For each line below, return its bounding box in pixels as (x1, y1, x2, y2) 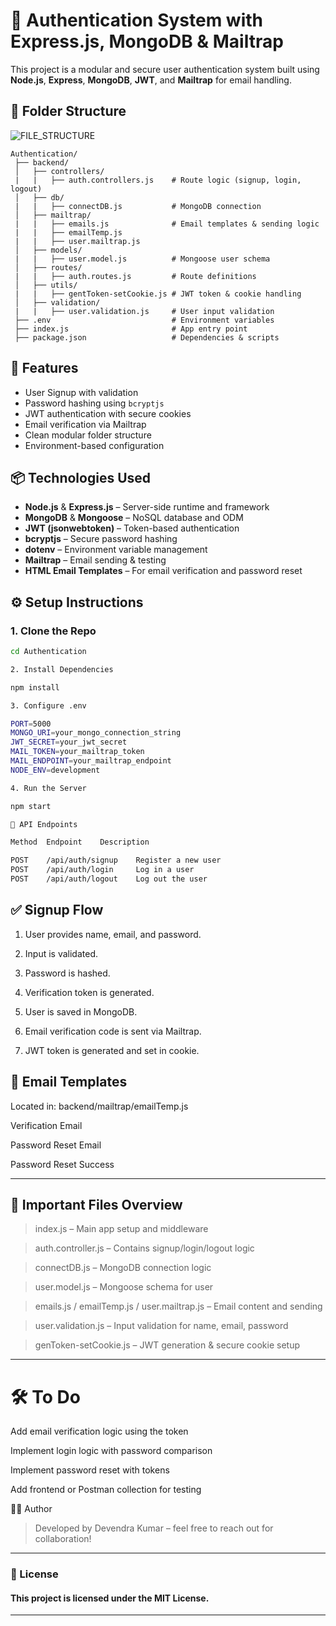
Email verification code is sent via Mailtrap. (24, 1025, 202, 1037)
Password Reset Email (10, 1139, 102, 1151)
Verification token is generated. (24, 986, 155, 998)
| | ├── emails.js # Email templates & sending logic (14, 219, 320, 229)
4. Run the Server (10, 783, 87, 793)
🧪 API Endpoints (10, 819, 78, 829)
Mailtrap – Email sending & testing (24, 554, 167, 566)
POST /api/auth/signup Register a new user (10, 855, 222, 866)
